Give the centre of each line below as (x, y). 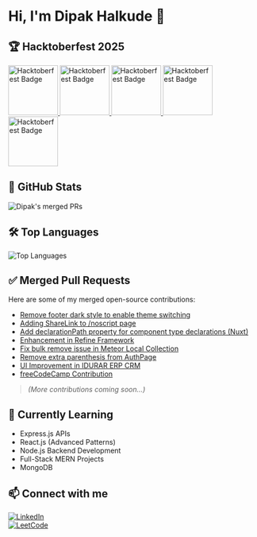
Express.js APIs (45, 434)
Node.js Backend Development (70, 451)
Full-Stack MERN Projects (62, 459)
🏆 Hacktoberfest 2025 (67, 47)
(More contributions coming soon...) (86, 390)
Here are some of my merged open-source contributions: (102, 300)
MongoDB (36, 468)
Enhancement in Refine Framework (77, 340)
